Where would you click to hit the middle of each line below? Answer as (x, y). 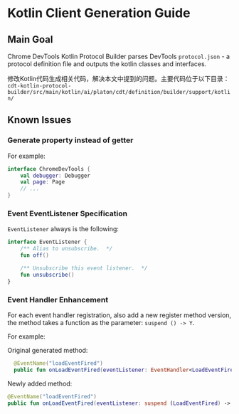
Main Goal (30, 39)
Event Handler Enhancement (58, 299)
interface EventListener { (47, 242)
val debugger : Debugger (55, 176)
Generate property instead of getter (70, 140)
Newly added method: (40, 383)
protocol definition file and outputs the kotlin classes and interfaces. (107, 64)
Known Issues (39, 120)
